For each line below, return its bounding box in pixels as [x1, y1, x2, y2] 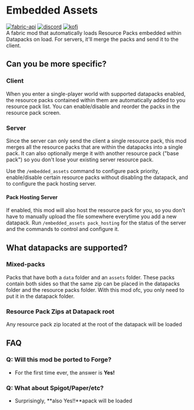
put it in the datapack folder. [6, 292, 75, 300]
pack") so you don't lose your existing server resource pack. [6, 156, 154, 163]
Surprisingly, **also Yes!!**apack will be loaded [14, 397, 132, 405]
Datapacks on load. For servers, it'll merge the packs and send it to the [6, 35, 179, 43]
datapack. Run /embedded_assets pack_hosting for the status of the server [6, 219, 186, 226]
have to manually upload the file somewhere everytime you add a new [6, 213, 177, 220]
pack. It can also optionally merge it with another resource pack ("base [6, 149, 179, 157]
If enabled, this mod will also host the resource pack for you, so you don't [6, 207, 185, 214]
